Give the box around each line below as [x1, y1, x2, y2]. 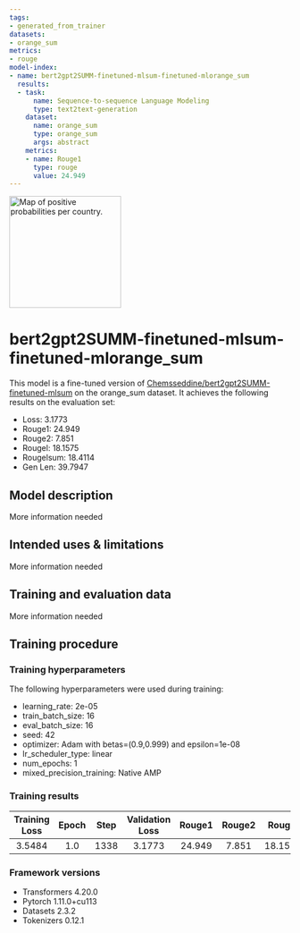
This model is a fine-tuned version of [9, 377, 146, 389]
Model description [9, 488, 113, 503]
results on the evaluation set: [9, 397, 116, 408]
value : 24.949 [32, 171, 87, 180]
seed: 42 [21, 730, 55, 741]
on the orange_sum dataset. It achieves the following [74, 387, 269, 398]
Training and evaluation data [9, 587, 171, 602]
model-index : [9, 64, 58, 72]
